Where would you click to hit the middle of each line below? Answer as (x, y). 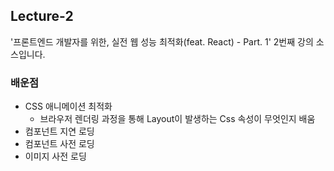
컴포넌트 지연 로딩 (59, 131)
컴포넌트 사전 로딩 (59, 144)
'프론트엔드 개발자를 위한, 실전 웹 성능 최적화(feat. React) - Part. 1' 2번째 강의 (162, 41)
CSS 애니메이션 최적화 (68, 106)
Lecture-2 (42, 16)
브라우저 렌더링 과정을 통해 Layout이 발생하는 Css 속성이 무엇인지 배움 (177, 119)
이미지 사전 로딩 (55, 156)
